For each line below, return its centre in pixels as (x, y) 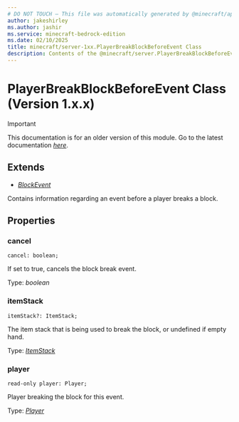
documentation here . (38, 145)
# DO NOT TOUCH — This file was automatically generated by (99, 14)
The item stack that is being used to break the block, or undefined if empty (117, 329)
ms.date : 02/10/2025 (38, 41)
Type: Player (26, 411)
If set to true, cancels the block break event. (72, 269)
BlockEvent (34, 184)
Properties (31, 221)
